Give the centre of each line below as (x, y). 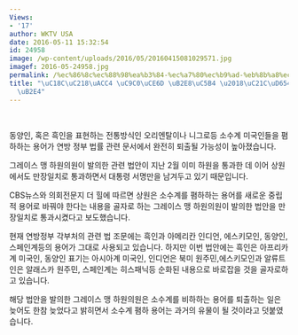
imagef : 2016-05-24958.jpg (59, 67)
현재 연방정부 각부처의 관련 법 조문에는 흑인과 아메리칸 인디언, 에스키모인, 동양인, (149, 236)
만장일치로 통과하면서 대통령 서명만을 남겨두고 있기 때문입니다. (140, 176)
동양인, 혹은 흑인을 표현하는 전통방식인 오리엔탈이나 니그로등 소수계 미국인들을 (144, 135)
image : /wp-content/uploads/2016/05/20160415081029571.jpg (121, 58)
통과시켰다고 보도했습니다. (85, 217)
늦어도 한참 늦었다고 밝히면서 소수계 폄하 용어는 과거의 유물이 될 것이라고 (134, 310)
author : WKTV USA (41, 34)
